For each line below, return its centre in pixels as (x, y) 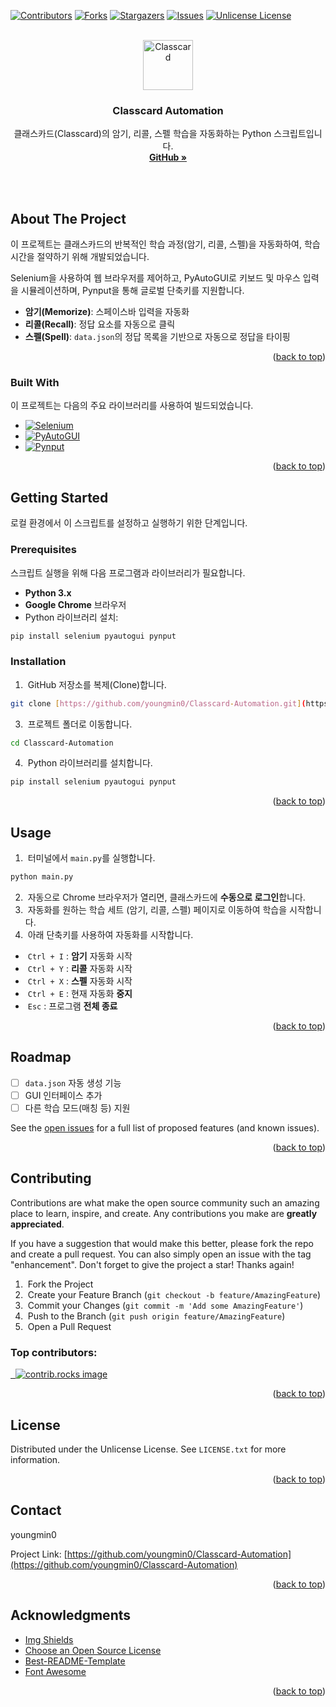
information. (35, 1459)
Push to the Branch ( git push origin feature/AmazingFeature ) (156, 1316)
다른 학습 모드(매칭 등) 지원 (77, 1107)
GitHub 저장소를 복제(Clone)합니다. (97, 684)
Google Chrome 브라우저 (75, 604)
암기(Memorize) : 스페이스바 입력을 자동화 (107, 312)
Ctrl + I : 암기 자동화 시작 (80, 956)
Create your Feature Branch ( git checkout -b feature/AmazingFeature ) (174, 1294)
